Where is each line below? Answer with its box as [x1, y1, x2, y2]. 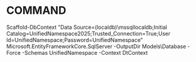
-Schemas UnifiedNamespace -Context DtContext [22, 49, 148, 56]
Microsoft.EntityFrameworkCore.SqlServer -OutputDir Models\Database [6, 43, 187, 50]
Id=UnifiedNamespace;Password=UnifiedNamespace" [6, 36, 143, 43]
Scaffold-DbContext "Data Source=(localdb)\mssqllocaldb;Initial [6, 23, 167, 31]
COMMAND [6, 4, 66, 17]
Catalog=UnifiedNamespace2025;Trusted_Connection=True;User [6, 29, 170, 37]
